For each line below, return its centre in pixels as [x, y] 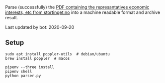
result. [12, 18]
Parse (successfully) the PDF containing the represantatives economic [77, 7]
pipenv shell [19, 71]
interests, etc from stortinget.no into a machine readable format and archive [83, 12]
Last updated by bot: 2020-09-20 [40, 27]
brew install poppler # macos [38, 58]
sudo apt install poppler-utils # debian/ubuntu [58, 54]
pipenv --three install [30, 67]
